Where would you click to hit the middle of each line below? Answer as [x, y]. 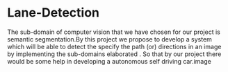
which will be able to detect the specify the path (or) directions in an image [114, 46]
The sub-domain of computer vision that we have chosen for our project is [114, 32]
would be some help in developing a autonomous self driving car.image [109, 61]
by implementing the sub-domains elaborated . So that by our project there [114, 54]
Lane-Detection [53, 13]
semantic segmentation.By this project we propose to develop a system [109, 39]
